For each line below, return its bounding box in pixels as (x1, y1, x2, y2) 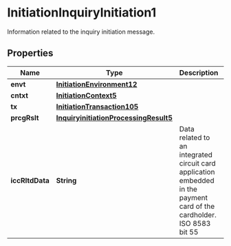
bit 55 (179, 227, 199, 236)
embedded (179, 175, 214, 185)
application (179, 167, 215, 177)
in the (179, 184, 198, 194)
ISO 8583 (179, 219, 211, 228)
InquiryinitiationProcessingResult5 (56, 113, 173, 122)
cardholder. (179, 210, 217, 219)
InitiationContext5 (56, 91, 117, 100)
